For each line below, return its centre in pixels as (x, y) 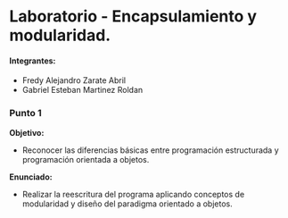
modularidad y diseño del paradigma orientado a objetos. (128, 204)
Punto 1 (25, 113)
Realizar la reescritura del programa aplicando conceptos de (133, 194)
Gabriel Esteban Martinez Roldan (82, 90)
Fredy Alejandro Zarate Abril (74, 80)
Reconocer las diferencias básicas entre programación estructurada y (150, 150)
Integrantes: (33, 61)
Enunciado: (31, 177)
